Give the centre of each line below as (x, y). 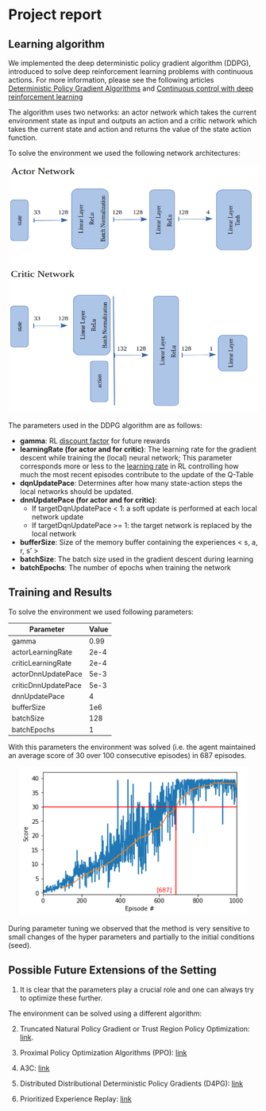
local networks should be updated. (76, 491)
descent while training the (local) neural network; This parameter (126, 458)
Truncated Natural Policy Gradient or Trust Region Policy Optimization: (135, 1028)
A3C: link (35, 1068)
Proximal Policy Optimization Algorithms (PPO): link (103, 1052)
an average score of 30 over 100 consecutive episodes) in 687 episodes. (127, 756)
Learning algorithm (56, 44)
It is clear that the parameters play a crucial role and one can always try (137, 989)
